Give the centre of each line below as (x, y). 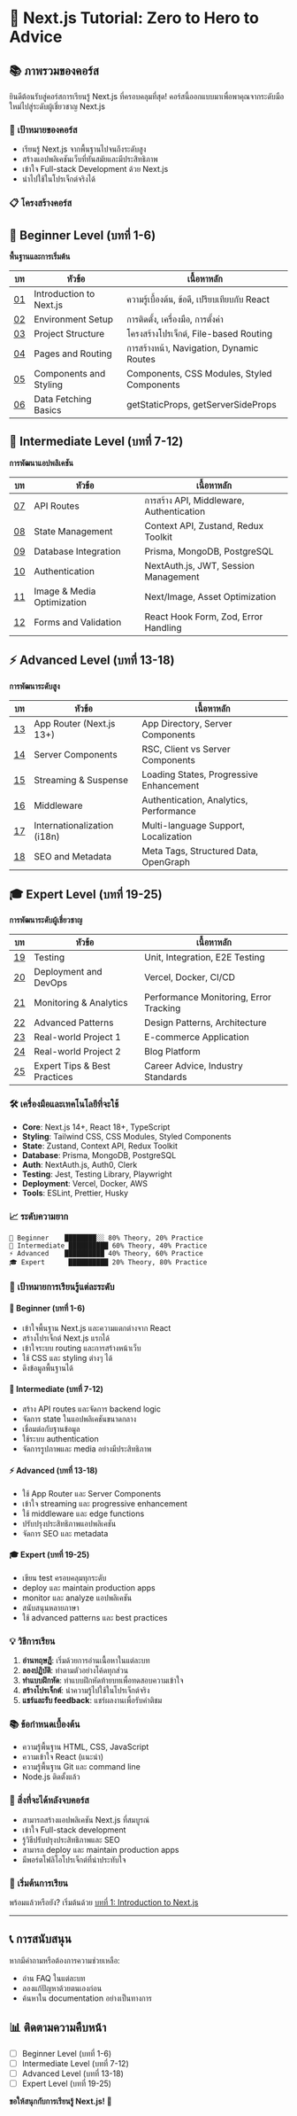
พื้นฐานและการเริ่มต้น (40, 257)
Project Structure (69, 334)
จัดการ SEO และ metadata (65, 1533)
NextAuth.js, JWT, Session (199, 565)
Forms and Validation (78, 622)
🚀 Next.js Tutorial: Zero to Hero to (134, 18)
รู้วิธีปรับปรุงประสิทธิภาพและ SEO (71, 1840)
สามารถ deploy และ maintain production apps (100, 1849)
